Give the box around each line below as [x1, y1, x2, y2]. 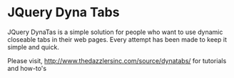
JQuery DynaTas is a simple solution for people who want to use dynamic [7, 28, 223, 36]
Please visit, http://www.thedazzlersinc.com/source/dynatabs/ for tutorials [7, 56, 227, 65]
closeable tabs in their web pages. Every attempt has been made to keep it [7, 35, 227, 43]
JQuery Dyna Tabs [7, 4, 120, 21]
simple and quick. [7, 43, 59, 51]
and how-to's [7, 64, 47, 72]
